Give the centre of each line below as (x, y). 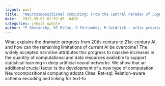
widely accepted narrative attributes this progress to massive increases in (80, 53)
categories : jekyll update (33, 23)
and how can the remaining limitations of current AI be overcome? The (76, 47)
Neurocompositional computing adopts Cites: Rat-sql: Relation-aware (75, 73)
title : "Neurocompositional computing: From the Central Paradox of (78, 14)
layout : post (18, 10)
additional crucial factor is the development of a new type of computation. (80, 68)
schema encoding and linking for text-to (46, 79)
